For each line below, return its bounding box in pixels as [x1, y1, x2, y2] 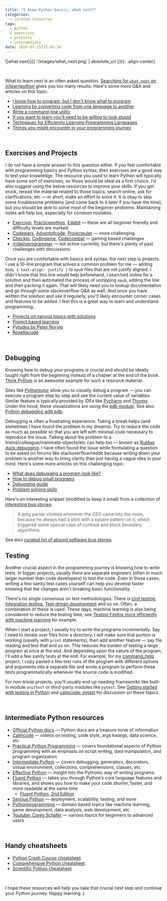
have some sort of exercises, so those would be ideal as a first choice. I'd [5, 178, 156, 184]
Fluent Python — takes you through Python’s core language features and [12, 774, 162, 781]
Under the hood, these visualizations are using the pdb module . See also [5, 403, 155, 409]
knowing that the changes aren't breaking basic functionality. [5, 586, 131, 592]
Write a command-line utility [12, 109, 71, 115]
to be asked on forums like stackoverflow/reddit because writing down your [5, 450, 161, 456]
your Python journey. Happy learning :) [5, 890, 85, 896]
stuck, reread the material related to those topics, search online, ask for [5, 189, 152, 195]
